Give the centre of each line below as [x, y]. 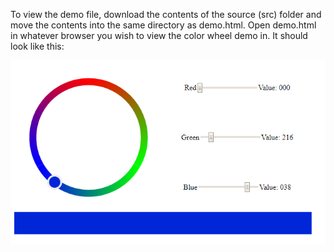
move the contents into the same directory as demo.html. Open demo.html [163, 25]
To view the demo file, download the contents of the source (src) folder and [166, 14]
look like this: [37, 46]
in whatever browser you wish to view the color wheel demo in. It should [159, 35]
